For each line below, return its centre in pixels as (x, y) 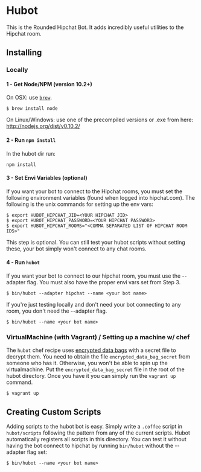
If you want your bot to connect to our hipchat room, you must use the (94, 276)
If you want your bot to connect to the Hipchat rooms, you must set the (94, 191)
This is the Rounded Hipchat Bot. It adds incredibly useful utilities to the (95, 27)
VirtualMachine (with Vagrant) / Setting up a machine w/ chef (98, 337)
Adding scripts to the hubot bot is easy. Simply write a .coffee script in (94, 427)
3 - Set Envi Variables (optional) (47, 178)
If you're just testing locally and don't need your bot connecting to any (94, 305)
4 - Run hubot (23, 263)
